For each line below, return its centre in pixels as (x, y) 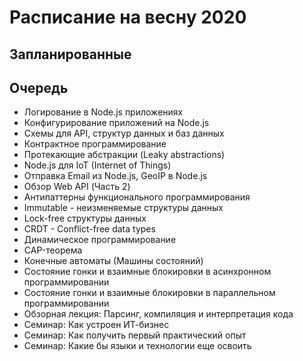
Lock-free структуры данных (85, 218)
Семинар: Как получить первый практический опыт (135, 335)
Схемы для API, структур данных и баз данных (124, 133)
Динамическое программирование (100, 240)
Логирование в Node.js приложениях (103, 112)
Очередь (39, 87)
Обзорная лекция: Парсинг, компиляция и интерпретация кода (158, 314)
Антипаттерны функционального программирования (137, 197)
